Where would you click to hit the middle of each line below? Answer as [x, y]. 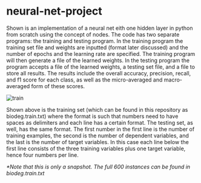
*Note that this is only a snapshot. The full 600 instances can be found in [98, 167]
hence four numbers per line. [42, 155]
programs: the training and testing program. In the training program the [95, 41]
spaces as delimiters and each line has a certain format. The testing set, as [100, 122]
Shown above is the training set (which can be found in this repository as [97, 109]
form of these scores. [58, 86]
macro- [173, 80]
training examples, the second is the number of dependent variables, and [98, 136]
